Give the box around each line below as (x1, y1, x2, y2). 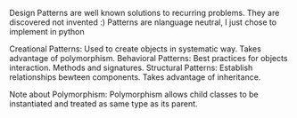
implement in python (9, 27, 85, 36)
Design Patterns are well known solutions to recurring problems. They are (9, 8, 280, 18)
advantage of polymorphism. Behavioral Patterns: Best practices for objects (9, 53, 288, 63)
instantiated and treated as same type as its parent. (9, 98, 198, 109)
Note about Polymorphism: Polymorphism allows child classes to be (9, 89, 259, 99)
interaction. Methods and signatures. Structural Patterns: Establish (9, 62, 253, 73)
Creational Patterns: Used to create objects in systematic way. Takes (9, 43, 261, 54)
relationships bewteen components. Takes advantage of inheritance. (9, 72, 261, 83)
